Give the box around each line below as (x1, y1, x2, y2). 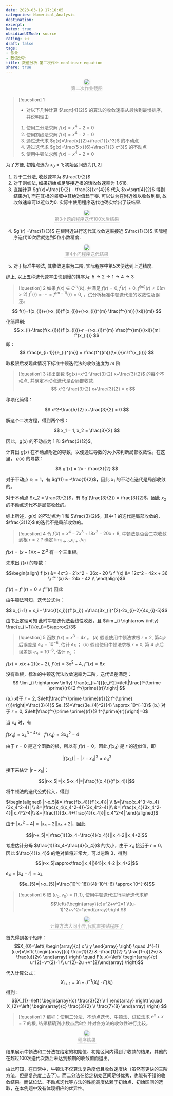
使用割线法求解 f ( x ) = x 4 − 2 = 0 (26, 130, 94, 138)
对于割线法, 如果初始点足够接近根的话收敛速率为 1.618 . (13, 180, 128, 186)
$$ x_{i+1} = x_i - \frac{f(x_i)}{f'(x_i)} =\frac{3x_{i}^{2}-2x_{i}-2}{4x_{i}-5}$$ (6, 607, 168, 613)
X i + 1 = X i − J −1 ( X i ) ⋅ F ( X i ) (60, 978, 113, 987)
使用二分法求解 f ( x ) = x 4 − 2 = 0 (26, 124, 94, 131)
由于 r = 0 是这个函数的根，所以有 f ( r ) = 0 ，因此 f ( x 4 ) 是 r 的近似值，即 (6, 743, 156, 750)
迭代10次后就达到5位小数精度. (17, 234, 81, 240)
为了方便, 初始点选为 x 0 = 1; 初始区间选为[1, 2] (6, 162, 102, 169)
